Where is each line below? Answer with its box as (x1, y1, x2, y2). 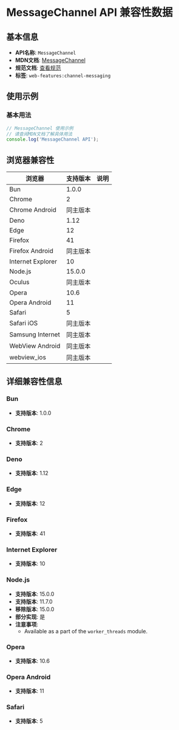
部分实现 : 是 (15, 613, 46, 620)
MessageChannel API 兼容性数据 (6, 5, 173, 19)
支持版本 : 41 (15, 530, 46, 537)
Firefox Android (9, 247, 53, 255)
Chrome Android (9, 206, 56, 214)
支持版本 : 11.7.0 (15, 597, 53, 605)
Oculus (9, 278, 30, 287)
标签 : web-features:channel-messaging (15, 72, 111, 79)
